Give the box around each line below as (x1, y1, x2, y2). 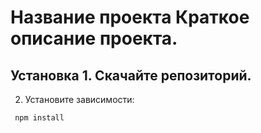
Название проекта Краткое (10, 6, 250, 29)
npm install (14, 113, 65, 123)
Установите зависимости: (24, 94, 135, 105)
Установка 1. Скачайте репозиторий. (10, 67, 252, 84)
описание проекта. (10, 27, 178, 50)
